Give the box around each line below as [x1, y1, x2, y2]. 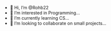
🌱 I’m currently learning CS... [9, 15, 69, 21]
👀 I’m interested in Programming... [9, 10, 80, 16]
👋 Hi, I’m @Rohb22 [9, 5, 49, 10]
